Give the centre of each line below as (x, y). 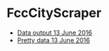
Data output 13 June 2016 (54, 33)
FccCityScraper (54, 13)
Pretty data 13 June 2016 (53, 40)
